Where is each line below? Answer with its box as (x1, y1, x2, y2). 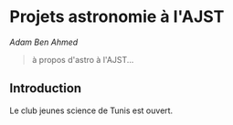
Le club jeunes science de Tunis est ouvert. (9, 105, 174, 116)
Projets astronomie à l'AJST (9, 6, 225, 27)
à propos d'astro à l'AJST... (31, 54, 134, 65)
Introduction (9, 80, 82, 97)
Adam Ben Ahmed (9, 36, 79, 47)
